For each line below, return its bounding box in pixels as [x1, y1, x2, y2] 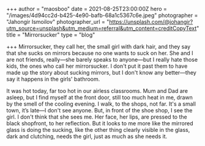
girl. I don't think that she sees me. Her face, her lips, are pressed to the [6, 113, 188, 120]
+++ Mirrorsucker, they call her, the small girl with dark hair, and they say [6, 43, 191, 50]
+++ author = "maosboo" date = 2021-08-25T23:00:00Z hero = [6, 5, 167, 12]
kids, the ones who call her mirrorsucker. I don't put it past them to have [6, 62, 188, 70]
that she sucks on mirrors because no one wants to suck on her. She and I [6, 49, 193, 57]
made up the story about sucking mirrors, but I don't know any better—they [6, 69, 197, 76]
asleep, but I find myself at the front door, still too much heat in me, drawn [6, 94, 193, 101]
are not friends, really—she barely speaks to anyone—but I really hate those [6, 56, 198, 63]
